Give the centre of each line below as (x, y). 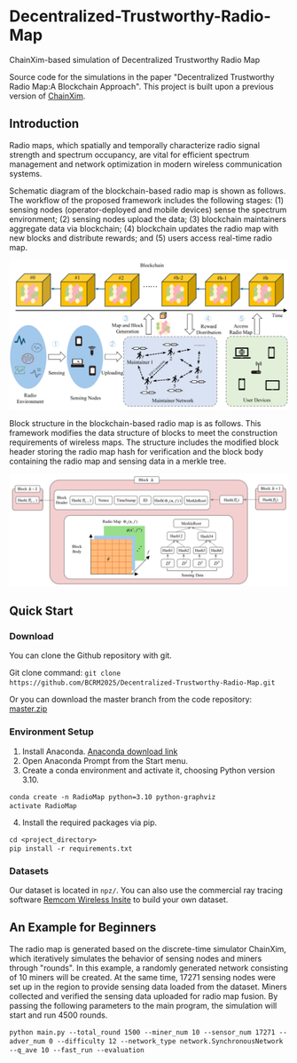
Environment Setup (52, 732)
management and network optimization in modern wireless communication (146, 164)
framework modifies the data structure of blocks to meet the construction (143, 432)
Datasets (29, 870)
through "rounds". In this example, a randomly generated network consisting (149, 968)
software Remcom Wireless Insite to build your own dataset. (119, 900)
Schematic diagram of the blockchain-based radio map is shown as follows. (148, 190)
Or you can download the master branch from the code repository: (131, 700)
